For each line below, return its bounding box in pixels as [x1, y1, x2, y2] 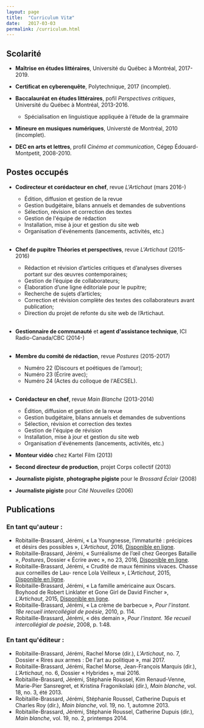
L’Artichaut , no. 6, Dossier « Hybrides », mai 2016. [15, 669, 141, 676]
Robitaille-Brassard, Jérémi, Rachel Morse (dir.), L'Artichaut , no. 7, [15, 649, 180, 657]
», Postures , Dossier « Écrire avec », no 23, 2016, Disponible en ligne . [15, 556, 190, 564]
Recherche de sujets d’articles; [24, 290, 102, 297]
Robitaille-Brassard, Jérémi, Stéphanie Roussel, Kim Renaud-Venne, [15, 676, 186, 683]
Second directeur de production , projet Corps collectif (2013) [15, 463, 172, 470]
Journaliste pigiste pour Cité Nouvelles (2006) [15, 487, 134, 494]
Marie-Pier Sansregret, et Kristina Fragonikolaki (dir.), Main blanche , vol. [15, 682, 197, 689]
